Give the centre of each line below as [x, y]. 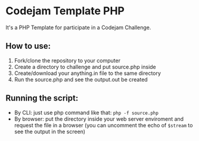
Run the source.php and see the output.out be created [81, 79]
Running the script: [42, 98]
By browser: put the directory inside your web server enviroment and [99, 119]
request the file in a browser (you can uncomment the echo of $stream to [103, 125]
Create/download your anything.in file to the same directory [88, 73]
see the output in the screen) [50, 131]
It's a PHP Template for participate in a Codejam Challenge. [78, 27]
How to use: [28, 46]
